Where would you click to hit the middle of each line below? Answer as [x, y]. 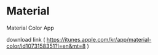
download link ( [26, 39]
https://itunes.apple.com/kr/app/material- [99, 39]
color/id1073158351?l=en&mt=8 [46, 46]
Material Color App [30, 28]
